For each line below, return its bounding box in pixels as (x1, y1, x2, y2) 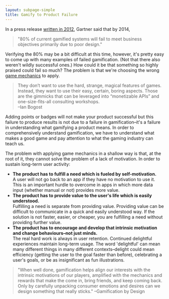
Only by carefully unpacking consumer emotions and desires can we (17, 283, 160, 289)
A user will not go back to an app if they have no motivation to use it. (12, 176, 155, 182)
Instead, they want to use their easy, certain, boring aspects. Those (17, 88, 158, 94)
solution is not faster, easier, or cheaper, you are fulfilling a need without (12, 213, 163, 220)
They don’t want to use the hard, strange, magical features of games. (17, 82, 162, 89)
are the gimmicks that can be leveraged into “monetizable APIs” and (17, 93, 160, 99)
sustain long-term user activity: (5, 161, 71, 167)
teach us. (5, 140, 25, 147)
